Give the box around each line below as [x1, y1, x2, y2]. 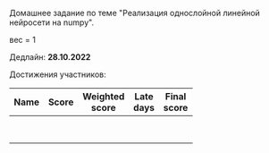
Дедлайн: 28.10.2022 [9, 52, 91, 62]
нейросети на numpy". [9, 17, 95, 28]
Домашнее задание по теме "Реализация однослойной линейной [9, 8, 261, 18]
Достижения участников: [9, 69, 106, 80]
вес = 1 [9, 35, 36, 45]
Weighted [81, 90, 125, 102]
